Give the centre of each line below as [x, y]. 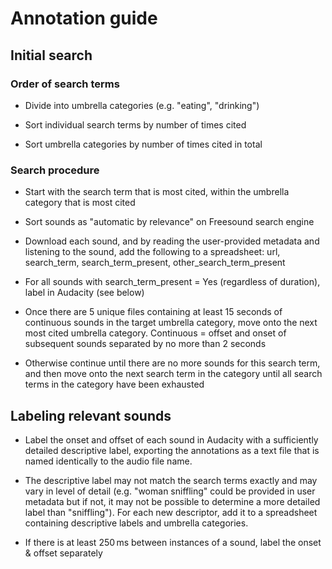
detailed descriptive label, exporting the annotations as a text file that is [172, 450]
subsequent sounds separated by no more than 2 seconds [145, 344]
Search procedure [55, 170]
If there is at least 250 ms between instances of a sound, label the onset [173, 542]
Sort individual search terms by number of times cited [135, 124]
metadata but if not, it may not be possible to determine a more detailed [172, 501]
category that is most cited [80, 203]
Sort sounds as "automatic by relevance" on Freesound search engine [169, 222]
